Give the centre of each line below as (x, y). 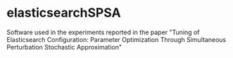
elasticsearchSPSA (64, 13)
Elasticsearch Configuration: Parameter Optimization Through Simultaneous (116, 39)
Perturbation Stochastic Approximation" (64, 47)
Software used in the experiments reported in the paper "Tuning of (103, 32)
